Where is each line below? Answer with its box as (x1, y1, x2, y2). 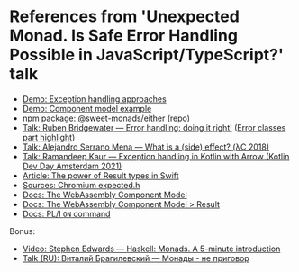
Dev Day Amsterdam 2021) (22, 160, 122, 171)
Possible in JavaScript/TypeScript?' (9, 45, 284, 65)
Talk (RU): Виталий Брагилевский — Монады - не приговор (22, 252, 249, 263)
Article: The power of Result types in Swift (22, 169, 179, 181)
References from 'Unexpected (9, 6, 240, 27)
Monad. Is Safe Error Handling (9, 25, 239, 46)
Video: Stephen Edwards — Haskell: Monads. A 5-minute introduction (22, 243, 281, 254)
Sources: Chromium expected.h (22, 179, 140, 190)
